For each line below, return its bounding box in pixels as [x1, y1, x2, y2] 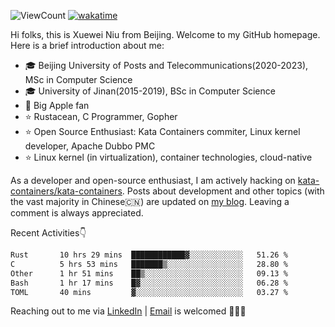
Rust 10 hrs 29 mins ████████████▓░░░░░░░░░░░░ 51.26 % [10, 250, 288, 260]
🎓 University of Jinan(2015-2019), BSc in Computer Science [24, 85, 276, 97]
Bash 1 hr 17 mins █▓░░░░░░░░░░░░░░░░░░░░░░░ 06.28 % [10, 278, 288, 288]
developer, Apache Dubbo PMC [24, 140, 156, 152]
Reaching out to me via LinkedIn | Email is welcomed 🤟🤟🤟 [10, 305, 247, 317]
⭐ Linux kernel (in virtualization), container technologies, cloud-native [24, 151, 313, 163]
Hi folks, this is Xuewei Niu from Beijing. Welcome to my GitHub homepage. [10, 29, 321, 40]
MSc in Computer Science [24, 74, 133, 85]
